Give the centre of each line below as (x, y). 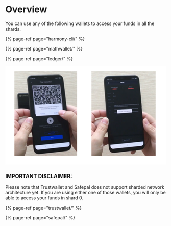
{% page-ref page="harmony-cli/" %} (45, 39)
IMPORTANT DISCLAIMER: (39, 176)
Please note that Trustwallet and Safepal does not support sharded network (85, 187)
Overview (26, 9)
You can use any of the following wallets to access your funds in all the (80, 23)
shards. (13, 29)
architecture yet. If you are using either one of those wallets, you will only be (86, 193)
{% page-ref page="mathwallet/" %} (44, 48)
